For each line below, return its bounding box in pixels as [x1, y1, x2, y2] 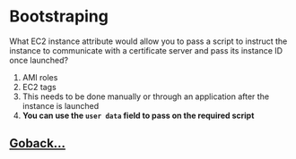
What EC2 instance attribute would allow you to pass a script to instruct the [9, 36, 288, 46]
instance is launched [22, 100, 100, 111]
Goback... [9, 136, 65, 151]
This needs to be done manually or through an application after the [22, 91, 270, 102]
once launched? [9, 54, 69, 65]
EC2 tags [22, 81, 57, 92]
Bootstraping [9, 6, 109, 27]
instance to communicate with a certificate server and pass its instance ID [9, 45, 283, 55]
